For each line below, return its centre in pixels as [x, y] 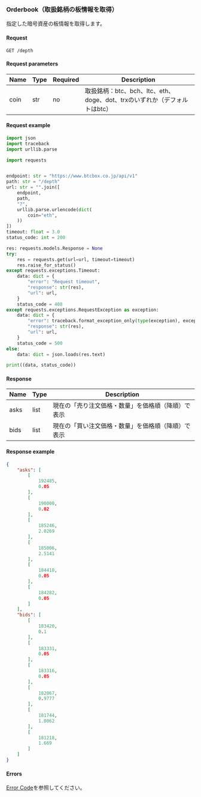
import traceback [28, 143]
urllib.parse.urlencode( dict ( [55, 209]
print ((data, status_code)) [41, 365]
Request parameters [32, 64]
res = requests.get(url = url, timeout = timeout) [76, 259]
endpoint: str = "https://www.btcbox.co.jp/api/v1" [72, 176]
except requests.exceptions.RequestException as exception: [83, 310]
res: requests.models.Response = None [54, 248]
